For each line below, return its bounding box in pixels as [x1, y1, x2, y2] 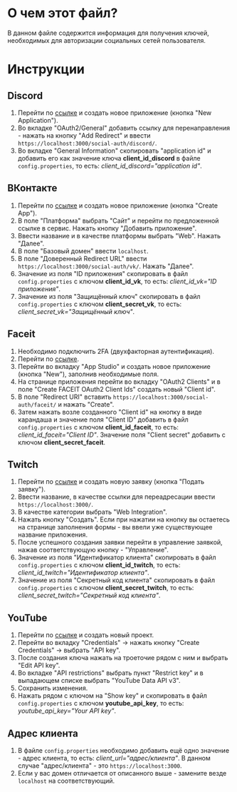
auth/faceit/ [17, 401, 57, 408]
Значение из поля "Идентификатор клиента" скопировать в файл [17, 553, 216, 562]
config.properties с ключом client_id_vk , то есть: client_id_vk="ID [17, 277, 217, 285]
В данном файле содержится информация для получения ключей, [7, 29, 210, 37]
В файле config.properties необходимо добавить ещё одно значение [17, 746, 230, 754]
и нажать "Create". [58, 400, 115, 408]
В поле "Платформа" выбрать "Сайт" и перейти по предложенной [17, 216, 219, 225]
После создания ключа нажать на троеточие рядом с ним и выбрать [17, 654, 228, 662]
